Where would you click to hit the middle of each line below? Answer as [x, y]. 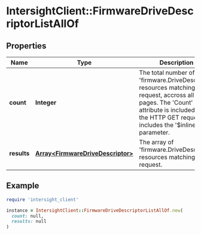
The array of [156, 142]
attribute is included [167, 110]
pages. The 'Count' [166, 103]
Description [176, 62]
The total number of [167, 73]
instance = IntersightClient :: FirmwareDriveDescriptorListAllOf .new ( [95, 210]
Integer [46, 103]
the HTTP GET [159, 117]
